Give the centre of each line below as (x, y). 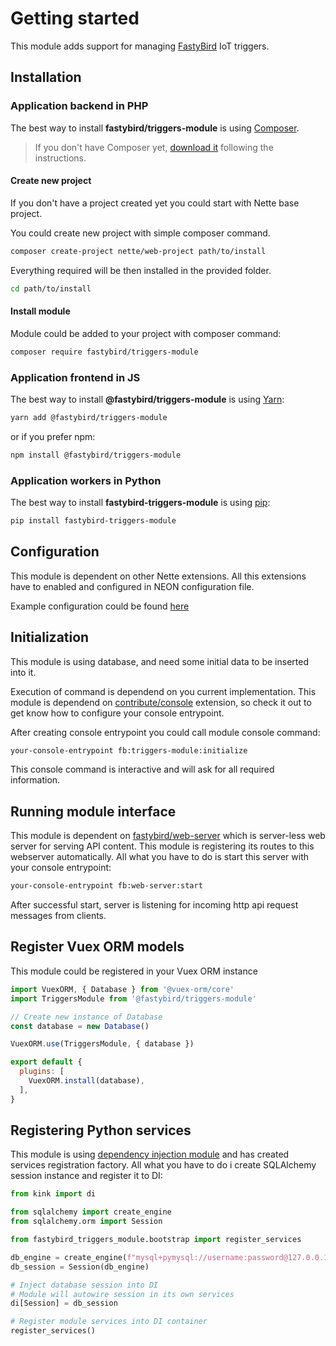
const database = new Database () (80, 1026)
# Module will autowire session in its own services (122, 1294)
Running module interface (93, 811)
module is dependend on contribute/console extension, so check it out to (161, 702)
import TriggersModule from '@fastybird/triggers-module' (133, 998)
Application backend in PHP (79, 106)
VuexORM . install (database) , (86, 1081)
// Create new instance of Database (86, 1017)
